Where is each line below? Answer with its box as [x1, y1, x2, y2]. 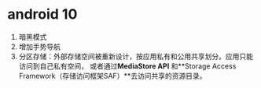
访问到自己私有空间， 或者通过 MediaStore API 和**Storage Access [18, 61, 237, 71]
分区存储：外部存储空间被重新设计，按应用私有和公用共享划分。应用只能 [18, 51, 253, 61]
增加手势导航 [18, 41, 61, 51]
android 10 [7, 5, 78, 23]
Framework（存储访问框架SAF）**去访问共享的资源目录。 [18, 71, 207, 80]
